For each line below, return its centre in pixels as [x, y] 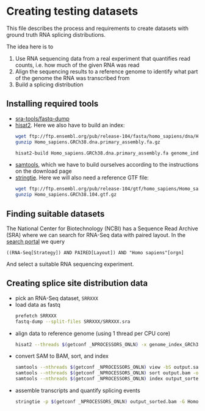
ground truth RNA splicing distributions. [56, 34]
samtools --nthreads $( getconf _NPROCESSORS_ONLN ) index [89, 379]
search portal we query [36, 241]
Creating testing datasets [72, 11]
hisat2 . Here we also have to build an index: [70, 125]
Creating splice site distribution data [77, 283]
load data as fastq [38, 304]
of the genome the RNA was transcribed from [72, 78]
